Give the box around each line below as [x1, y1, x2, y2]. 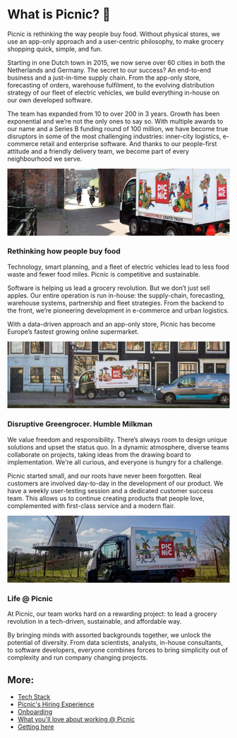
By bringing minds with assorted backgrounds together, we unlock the [7, 631, 212, 639]
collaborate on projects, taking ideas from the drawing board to [7, 450, 191, 459]
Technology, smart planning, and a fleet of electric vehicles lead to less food [7, 262, 229, 271]
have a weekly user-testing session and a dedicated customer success [7, 486, 214, 495]
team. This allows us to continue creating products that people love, [7, 494, 205, 502]
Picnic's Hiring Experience [17, 700, 95, 708]
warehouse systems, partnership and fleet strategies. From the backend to [7, 298, 224, 307]
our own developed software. [7, 95, 93, 104]
